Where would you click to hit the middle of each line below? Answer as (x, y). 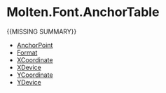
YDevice (29, 82)
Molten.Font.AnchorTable (83, 12)
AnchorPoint (35, 45)
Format (27, 52)
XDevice (29, 67)
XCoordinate (35, 59)
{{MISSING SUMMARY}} (42, 31)
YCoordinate (35, 75)
